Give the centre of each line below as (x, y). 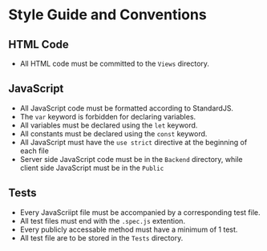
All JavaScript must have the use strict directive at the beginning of (133, 142)
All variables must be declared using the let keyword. (109, 125)
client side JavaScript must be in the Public (92, 168)
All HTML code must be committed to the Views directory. (115, 63)
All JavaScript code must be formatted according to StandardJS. (127, 108)
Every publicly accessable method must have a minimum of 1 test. (129, 229)
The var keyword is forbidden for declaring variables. (108, 116)
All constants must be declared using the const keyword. (113, 133)
